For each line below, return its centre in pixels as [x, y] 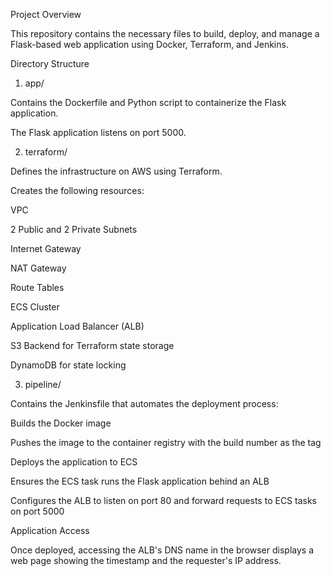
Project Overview [46, 14]
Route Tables [37, 287]
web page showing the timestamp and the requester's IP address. [146, 560]
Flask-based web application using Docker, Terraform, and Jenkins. [149, 44]
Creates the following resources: [77, 190]
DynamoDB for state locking [68, 365]
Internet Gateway [46, 248]
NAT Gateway [38, 268]
